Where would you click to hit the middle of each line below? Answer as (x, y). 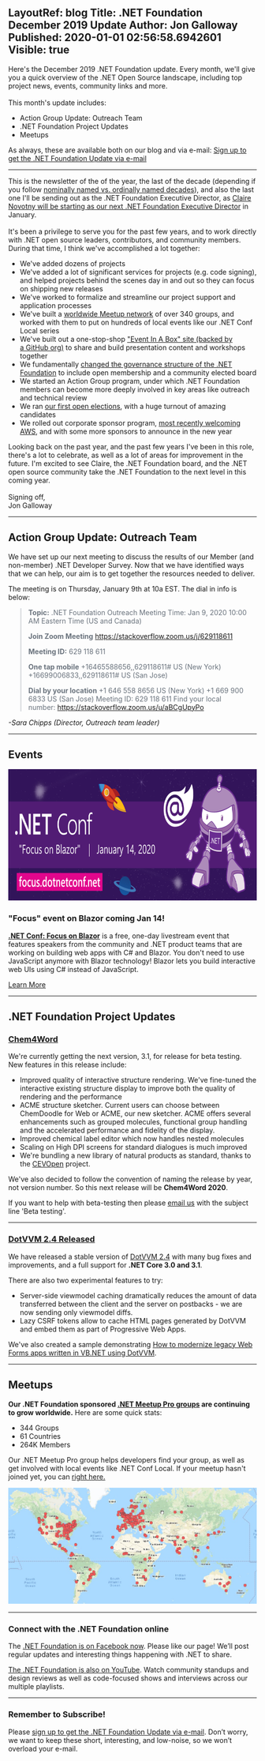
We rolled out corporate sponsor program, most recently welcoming (130, 422)
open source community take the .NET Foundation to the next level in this (127, 471)
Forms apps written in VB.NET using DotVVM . (82, 1353)
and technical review (53, 397)
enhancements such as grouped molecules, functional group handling (133, 1122)
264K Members (45, 1444)
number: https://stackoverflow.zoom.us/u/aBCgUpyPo (116, 707)
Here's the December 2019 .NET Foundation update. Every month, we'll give (132, 69)
